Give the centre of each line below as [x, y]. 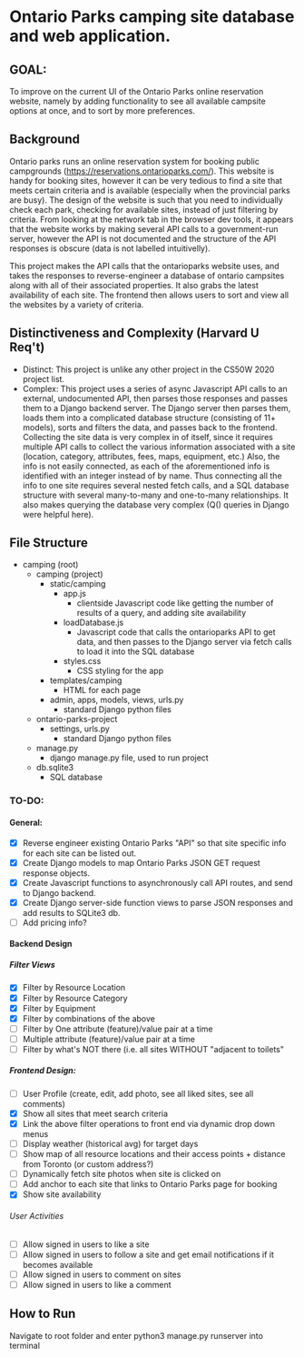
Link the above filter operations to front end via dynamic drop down [148, 1123]
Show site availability [62, 1194]
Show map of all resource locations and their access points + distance [154, 1154]
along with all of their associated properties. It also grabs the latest [134, 285]
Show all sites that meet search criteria [95, 1113]
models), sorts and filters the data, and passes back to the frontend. [150, 427]
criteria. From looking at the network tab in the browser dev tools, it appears [152, 219]
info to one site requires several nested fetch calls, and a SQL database [156, 485]
